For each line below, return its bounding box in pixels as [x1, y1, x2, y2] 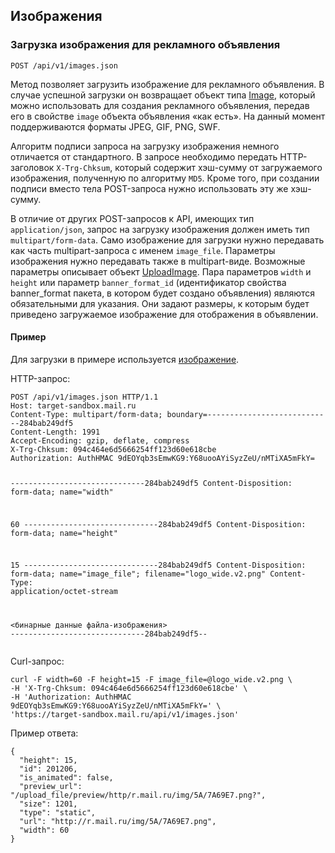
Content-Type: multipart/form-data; [10, 409, 163, 419]
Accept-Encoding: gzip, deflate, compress [10, 435, 190, 446]
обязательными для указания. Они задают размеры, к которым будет [10, 297, 310, 309]
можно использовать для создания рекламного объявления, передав [10, 99, 310, 111]
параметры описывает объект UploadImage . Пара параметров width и [10, 265, 312, 278]
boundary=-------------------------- [166, 409, 325, 419]
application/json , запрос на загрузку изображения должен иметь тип [10, 223, 310, 235]
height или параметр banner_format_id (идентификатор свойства [10, 276, 287, 288]
